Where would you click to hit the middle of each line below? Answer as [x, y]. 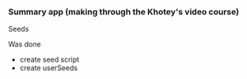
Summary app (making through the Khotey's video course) [124, 12]
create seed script [49, 60]
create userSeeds [48, 68]
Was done [25, 44]
